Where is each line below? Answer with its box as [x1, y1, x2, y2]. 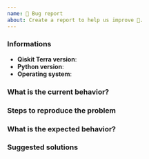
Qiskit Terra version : [17, 55, 77, 63]
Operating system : [17, 70, 72, 78]
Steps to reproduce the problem [7, 105, 116, 115]
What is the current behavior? [7, 87, 110, 97]
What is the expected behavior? [7, 124, 116, 133]
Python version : [17, 62, 64, 71]
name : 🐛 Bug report [7, 10, 63, 17]
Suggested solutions [7, 142, 78, 152]
